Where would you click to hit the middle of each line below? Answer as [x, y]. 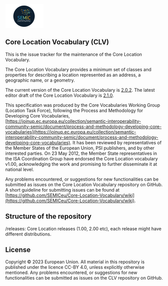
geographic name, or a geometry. [40, 80]
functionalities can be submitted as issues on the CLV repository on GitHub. [84, 278]
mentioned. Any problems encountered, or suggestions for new [71, 273]
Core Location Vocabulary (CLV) [57, 42]
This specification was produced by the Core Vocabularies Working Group [83, 105]
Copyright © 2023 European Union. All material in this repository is [75, 262]
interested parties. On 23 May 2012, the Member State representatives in [81, 153]
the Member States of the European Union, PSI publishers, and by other [80, 148]
